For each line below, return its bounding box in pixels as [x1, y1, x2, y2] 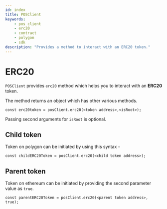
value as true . [5, 185, 34, 191]
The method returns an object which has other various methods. [5, 97, 138, 103]
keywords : [5, 16, 26, 21]
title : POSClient [5, 12, 41, 17]
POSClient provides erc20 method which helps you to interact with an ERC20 [5, 82, 163, 88]
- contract [14, 30, 37, 35]
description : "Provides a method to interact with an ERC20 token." [5, 44, 151, 49]
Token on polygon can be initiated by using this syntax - [5, 143, 121, 150]
